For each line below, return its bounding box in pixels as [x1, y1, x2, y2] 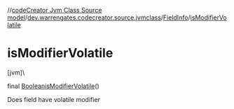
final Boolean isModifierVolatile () [7, 82, 99, 90]
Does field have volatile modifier [7, 95, 100, 103]
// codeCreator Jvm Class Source [7, 6, 102, 14]
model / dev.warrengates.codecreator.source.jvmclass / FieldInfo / [7, 13, 191, 22]
